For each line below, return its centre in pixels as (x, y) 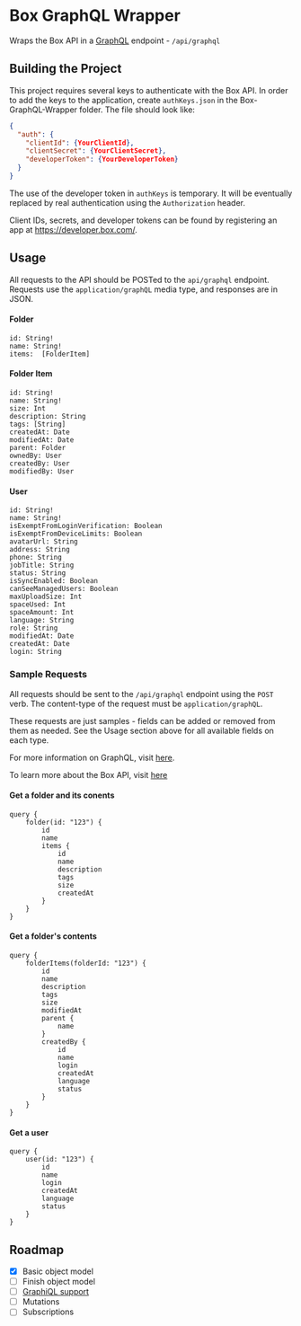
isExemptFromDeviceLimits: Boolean (76, 534)
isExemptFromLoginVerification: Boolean (86, 526)
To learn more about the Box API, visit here (89, 774)
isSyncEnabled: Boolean (54, 581)
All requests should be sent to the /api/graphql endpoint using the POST (142, 694)
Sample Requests (49, 675)
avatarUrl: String (44, 542)
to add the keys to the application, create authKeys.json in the (124, 100)
